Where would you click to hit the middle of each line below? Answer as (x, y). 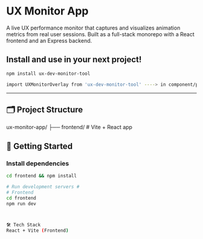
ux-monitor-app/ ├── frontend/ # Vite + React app (69, 127)
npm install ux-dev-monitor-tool (48, 74)
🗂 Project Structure (45, 110)
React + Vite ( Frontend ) (37, 231)
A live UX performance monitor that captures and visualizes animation (93, 28)
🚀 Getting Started (40, 146)
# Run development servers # (43, 186)
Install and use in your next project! (74, 59)
